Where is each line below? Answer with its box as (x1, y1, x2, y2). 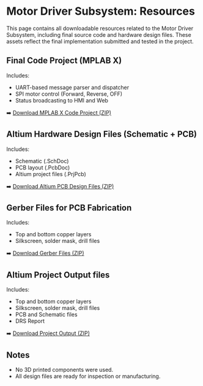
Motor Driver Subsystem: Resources (6, 4, 196, 18)
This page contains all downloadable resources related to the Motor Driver (6, 25, 194, 32)
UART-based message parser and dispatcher (15, 83, 130, 91)
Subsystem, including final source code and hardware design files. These (6, 31, 191, 38)
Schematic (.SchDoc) (15, 157, 69, 164)
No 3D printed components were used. (15, 366, 114, 373)
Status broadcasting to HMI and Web (15, 96, 109, 104)
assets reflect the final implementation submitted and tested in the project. (6, 37, 194, 45)
